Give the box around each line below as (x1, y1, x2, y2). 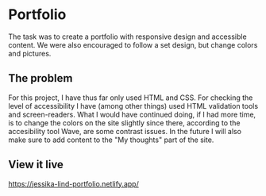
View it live (8, 158, 64, 171)
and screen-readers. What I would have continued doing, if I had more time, (8, 110, 256, 119)
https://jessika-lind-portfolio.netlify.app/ (8, 179, 139, 188)
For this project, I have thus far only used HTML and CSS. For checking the (8, 93, 253, 102)
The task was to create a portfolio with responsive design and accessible (8, 32, 248, 41)
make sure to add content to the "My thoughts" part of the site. (8, 135, 214, 144)
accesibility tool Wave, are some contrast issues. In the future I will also (8, 126, 242, 136)
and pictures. (8, 48, 52, 58)
